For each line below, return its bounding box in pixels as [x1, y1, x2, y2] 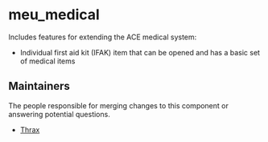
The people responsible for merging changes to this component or [8, 100, 229, 110]
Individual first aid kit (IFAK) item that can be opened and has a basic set [19, 47, 260, 57]
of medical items [19, 56, 76, 66]
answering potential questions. [8, 109, 110, 119]
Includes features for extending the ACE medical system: [8, 32, 197, 42]
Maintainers [8, 79, 71, 93]
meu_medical [8, 6, 101, 24]
